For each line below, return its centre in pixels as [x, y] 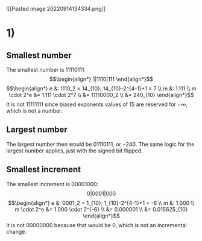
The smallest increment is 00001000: [52, 184]
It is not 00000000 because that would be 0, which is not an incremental [96, 225]
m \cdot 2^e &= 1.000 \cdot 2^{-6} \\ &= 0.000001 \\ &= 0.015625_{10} [101, 209]
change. [17, 231]
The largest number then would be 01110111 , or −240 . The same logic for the [100, 144]
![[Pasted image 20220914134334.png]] [56, 9]
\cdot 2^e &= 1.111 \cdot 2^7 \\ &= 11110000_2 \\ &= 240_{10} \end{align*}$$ [101, 95]
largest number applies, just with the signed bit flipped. [74, 151]
